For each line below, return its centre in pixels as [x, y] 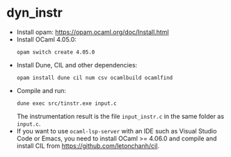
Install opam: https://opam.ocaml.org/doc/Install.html [93, 32]
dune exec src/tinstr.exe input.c [66, 103]
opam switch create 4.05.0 [56, 52]
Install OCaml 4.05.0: [47, 39]
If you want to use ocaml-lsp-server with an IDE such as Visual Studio [117, 131]
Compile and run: [41, 90]
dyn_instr [35, 13]
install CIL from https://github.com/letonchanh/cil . [88, 146]
